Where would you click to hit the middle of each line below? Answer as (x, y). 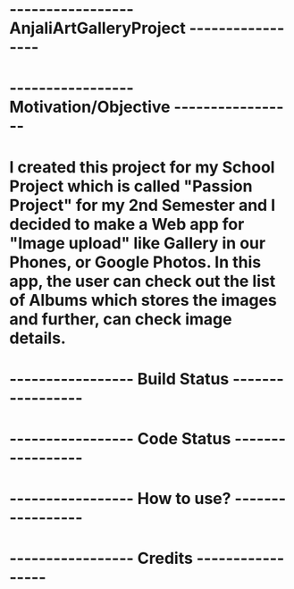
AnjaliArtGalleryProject (97, 28)
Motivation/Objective (90, 107)
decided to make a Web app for (127, 224)
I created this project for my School (142, 167)
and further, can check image (121, 319)
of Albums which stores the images (143, 300)
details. (38, 338)
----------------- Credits (101, 559)
